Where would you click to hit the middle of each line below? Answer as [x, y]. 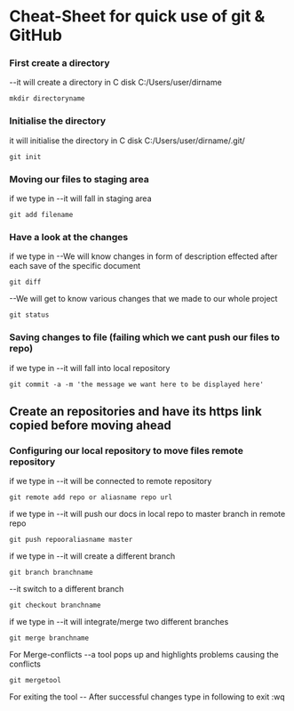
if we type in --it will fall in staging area [81, 198]
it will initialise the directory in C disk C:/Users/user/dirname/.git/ [127, 141]
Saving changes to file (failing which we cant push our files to [145, 337]
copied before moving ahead [90, 426]
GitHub [36, 35]
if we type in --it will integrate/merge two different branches [119, 622]
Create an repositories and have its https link [135, 412]
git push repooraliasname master [71, 540]
